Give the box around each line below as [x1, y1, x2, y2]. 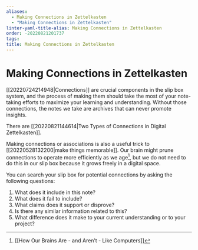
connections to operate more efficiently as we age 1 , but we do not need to [6, 152, 187, 161]
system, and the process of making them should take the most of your [6, 92, 177, 99]
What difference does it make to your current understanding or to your [14, 214, 186, 221]
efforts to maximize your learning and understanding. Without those [22, 98, 187, 106]
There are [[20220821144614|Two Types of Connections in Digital [6, 122, 166, 129]
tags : [6, 36, 19, 42]
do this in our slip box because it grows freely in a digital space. [6, 160, 161, 167]
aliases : [6, 8, 28, 15]
